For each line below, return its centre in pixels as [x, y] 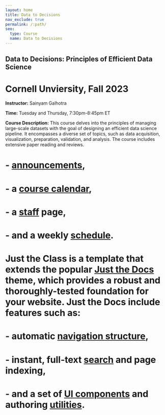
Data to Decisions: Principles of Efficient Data [79, 59]
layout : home [19, 10]
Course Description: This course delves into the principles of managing [81, 123]
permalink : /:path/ [26, 24]
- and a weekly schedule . [59, 235]
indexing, [26, 370]
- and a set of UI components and [77, 394]
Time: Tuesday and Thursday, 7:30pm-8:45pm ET [58, 113]
